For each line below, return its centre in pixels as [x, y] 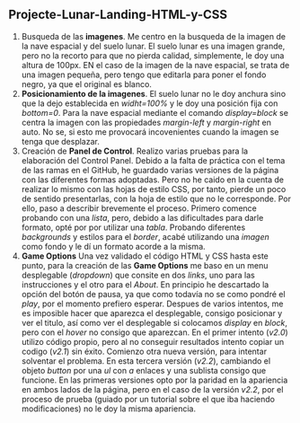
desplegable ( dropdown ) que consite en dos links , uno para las [138, 275]
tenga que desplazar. [60, 141]
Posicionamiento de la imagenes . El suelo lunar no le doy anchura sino [154, 93]
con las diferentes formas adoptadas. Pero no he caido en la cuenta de [153, 180]
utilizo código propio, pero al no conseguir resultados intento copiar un [153, 341]
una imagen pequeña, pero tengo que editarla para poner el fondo [144, 75]
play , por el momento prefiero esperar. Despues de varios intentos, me [152, 304]
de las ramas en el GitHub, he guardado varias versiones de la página [150, 170]
